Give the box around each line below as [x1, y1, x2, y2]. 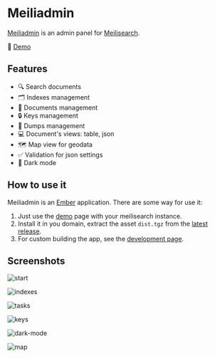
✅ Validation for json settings [17, 150, 103, 159]
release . [17, 226, 42, 236]
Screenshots [7, 255, 65, 267]
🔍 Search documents [17, 82, 82, 90]
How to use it [7, 179, 67, 191]
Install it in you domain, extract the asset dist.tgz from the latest [17, 219, 208, 228]
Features [7, 63, 48, 75]
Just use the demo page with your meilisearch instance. [17, 211, 182, 220]
